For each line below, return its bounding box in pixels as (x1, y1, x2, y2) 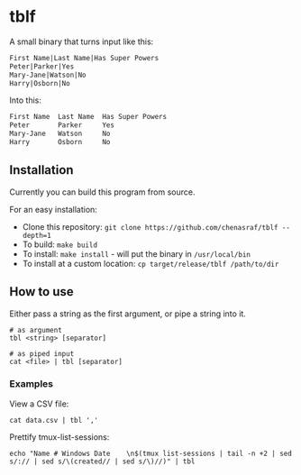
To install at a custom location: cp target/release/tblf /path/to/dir (22, 258, 279, 269)
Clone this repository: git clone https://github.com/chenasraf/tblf (22, 221, 278, 232)
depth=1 (22, 231, 51, 240)
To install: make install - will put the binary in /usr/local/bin (22, 248, 251, 259)
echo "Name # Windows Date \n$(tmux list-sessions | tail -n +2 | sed (9, 449, 293, 458)
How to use (9, 284, 74, 299)
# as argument (9, 325, 63, 334)
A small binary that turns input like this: (9, 36, 154, 47)
